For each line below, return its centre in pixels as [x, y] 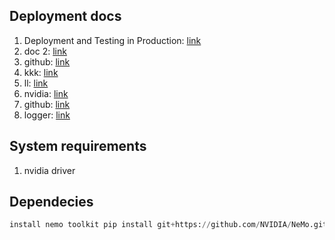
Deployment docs [65, 16]
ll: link [36, 83]
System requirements [78, 146]
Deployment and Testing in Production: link [112, 40]
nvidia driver [49, 170]
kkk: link [41, 72]
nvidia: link [46, 93]
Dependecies [51, 202]
